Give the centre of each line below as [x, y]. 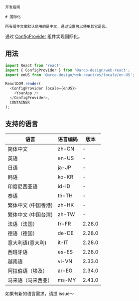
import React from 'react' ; [34, 65]
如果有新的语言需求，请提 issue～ [40, 293]
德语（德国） [23, 233]
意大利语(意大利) [27, 242]
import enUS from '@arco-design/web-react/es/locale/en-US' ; [70, 75]
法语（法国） [23, 224]
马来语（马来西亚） [30, 280]
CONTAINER [20, 102]
